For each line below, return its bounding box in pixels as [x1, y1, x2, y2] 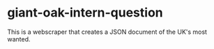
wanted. [7, 35, 31, 43]
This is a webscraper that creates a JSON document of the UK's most [7, 28, 208, 36]
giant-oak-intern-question [7, 5, 163, 21]
